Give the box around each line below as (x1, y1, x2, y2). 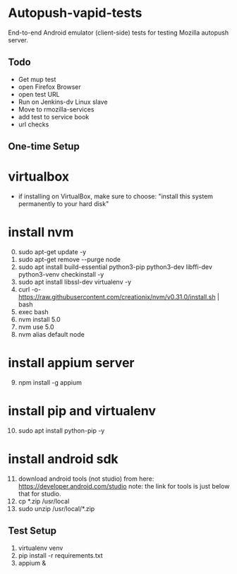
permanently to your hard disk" (18, 200, 109, 208)
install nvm (8, 225, 74, 241)
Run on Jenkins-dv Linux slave (18, 97, 108, 106)
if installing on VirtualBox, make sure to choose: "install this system (18, 192, 214, 201)
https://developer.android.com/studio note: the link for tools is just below (18, 482, 230, 490)
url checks (18, 120, 49, 128)
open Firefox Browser (18, 83, 82, 91)
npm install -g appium (18, 378, 83, 386)
